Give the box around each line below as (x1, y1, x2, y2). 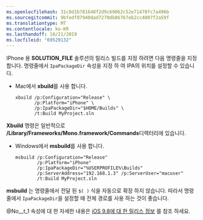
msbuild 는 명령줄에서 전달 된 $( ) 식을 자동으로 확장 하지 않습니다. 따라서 (6, 187, 183, 194)
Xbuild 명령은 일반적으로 (6, 122, 65, 129)
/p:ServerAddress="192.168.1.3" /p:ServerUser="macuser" (37, 170, 184, 176)
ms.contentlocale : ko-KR (6, 25, 69, 32)
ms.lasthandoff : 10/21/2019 (6, 32, 78, 38)
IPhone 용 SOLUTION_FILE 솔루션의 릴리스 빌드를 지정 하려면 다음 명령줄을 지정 (6, 55, 198, 61)
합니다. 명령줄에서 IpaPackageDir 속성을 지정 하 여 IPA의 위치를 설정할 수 (6, 62, 179, 69)
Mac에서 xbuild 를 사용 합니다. (15, 82, 88, 90)
